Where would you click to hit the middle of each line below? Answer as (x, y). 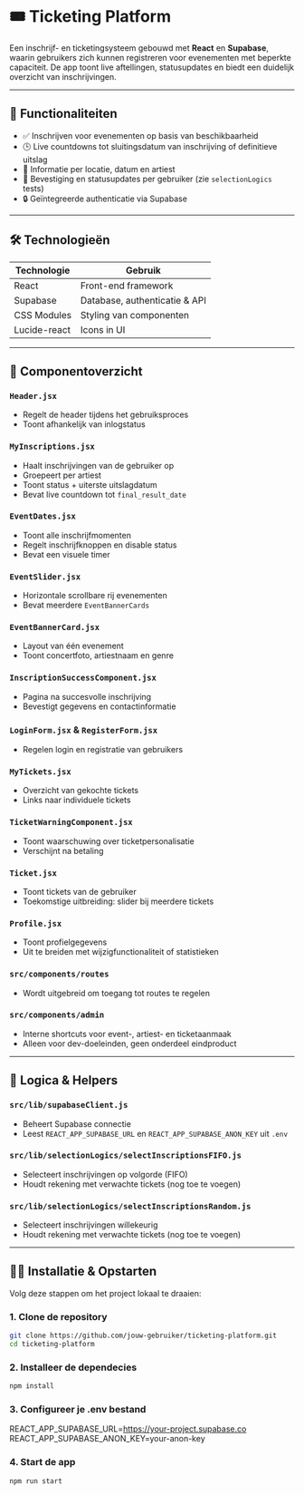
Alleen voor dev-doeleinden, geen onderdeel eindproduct (129, 1044)
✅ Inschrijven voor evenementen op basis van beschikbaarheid (140, 135)
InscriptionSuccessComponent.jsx (83, 678)
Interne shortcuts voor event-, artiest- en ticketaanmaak (127, 1034)
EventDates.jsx (43, 516)
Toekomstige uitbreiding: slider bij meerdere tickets (118, 901)
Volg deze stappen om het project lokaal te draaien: (105, 1293)
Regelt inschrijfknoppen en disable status (100, 545)
